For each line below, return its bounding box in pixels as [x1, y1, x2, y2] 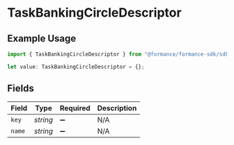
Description [97, 103, 137, 112]
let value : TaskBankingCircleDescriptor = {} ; [7, 63, 145, 70]
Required [59, 103, 91, 112]
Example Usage [7, 33, 77, 44]
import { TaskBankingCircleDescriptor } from [7, 51, 141, 58]
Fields [7, 83, 35, 94]
